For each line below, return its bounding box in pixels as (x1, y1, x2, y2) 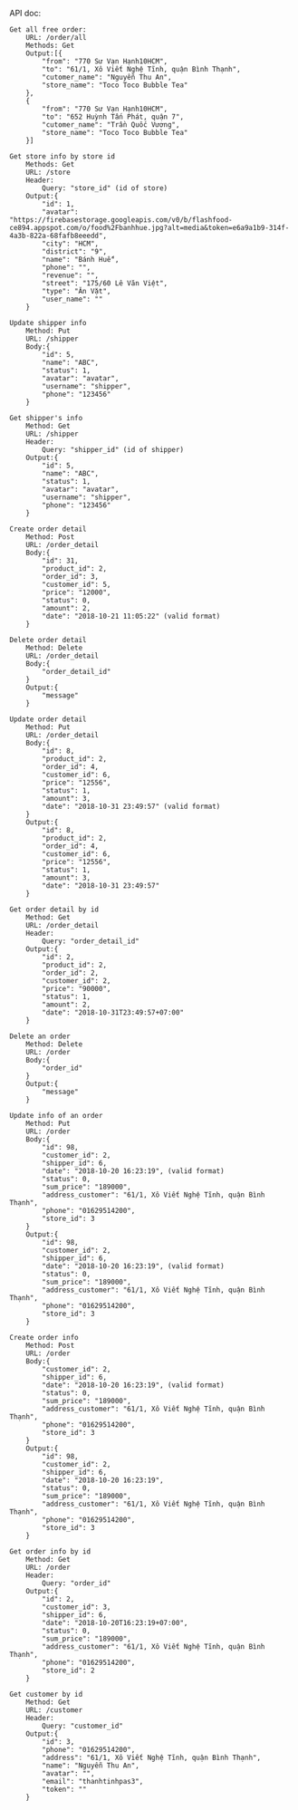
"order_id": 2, (42, 968, 100, 977)
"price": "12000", (42, 588, 111, 597)
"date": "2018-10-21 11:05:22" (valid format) (42, 611, 221, 621)
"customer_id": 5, (42, 580, 111, 589)
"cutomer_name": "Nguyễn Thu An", (42, 72, 172, 82)
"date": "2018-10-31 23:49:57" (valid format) (42, 802, 221, 811)
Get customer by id (9, 1690, 83, 1699)
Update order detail (9, 715, 88, 724)
